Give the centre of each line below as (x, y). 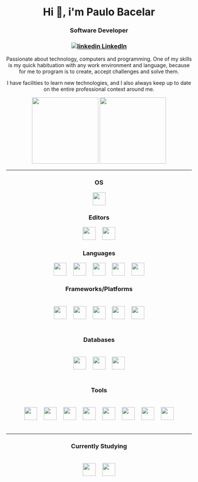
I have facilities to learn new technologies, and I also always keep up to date (99, 83)
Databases (99, 339)
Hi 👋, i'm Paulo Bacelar (99, 12)
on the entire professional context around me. (99, 89)
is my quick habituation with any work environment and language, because (99, 65)
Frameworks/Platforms (99, 289)
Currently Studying (99, 446)
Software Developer (99, 31)
